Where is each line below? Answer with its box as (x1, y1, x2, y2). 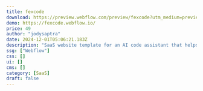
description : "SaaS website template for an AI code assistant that (6, 43, 182, 48)
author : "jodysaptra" (6, 31, 61, 37)
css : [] (6, 53, 26, 59)
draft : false (6, 75, 39, 81)
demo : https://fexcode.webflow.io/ (6, 20, 96, 26)
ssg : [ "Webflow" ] (6, 48, 50, 54)
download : (6, 14, 31, 20)
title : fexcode (6, 8, 45, 15)
